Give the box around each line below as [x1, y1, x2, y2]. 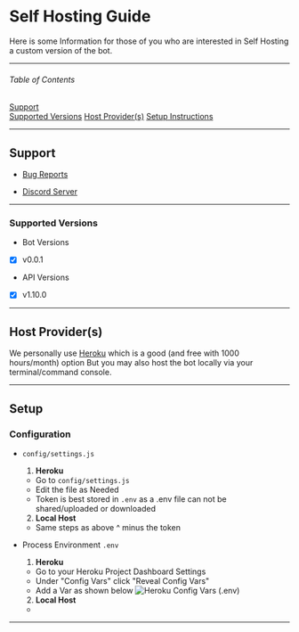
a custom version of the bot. [9, 45, 113, 55]
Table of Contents [9, 74, 76, 85]
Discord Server [21, 185, 78, 197]
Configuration [9, 428, 71, 440]
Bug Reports [21, 168, 69, 179]
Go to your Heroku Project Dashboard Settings [35, 566, 206, 577]
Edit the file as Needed [35, 484, 119, 495]
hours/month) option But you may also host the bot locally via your [9, 357, 254, 368]
